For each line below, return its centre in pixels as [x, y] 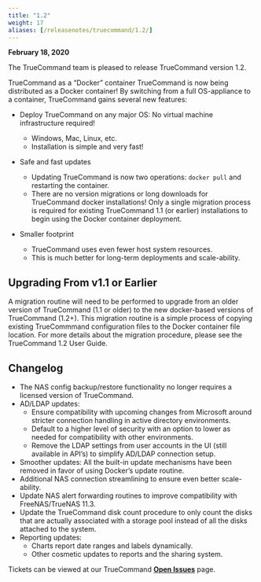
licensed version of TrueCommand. [76, 395]
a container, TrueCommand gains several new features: [97, 100]
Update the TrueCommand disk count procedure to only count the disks [136, 512]
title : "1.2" [29, 15]
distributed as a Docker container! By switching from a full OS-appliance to [130, 91]
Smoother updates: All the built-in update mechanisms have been [125, 462]
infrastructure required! [57, 123]
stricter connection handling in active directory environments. [131, 420]
